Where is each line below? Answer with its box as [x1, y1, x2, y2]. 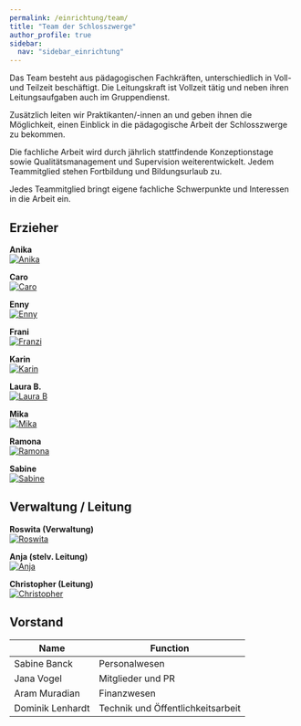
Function [150, 641, 190, 654]
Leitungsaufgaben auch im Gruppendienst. [9, 92, 171, 103]
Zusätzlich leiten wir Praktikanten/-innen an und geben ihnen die [9, 110, 253, 121]
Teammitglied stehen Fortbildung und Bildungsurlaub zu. [9, 166, 223, 177]
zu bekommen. [9, 129, 66, 140]
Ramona [9, 436, 42, 447]
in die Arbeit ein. [9, 194, 71, 205]
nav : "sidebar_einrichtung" [17, 47, 125, 57]
